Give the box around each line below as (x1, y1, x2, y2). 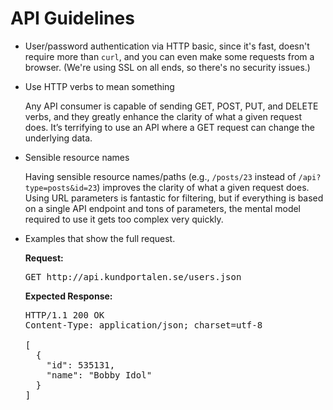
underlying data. (24, 132, 93, 144)
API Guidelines (10, 7, 135, 30)
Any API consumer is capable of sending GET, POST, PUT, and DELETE (24, 100, 319, 112)
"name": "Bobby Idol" (46, 369, 153, 381)
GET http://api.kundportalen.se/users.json (24, 271, 242, 282)
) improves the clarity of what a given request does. (96, 181, 310, 193)
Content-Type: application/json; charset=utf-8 (24, 319, 263, 331)
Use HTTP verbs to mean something (24, 80, 175, 92)
